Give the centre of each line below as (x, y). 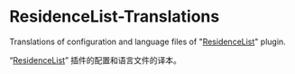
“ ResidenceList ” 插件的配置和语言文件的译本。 (96, 60)
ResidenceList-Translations (115, 17)
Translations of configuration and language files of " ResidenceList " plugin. (147, 42)
